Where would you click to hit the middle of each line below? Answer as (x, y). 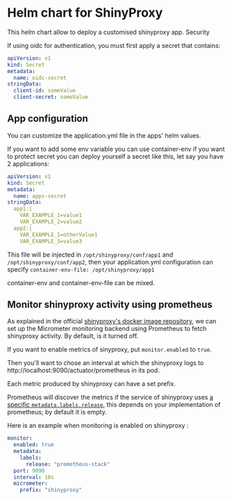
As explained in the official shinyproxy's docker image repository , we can (112, 321)
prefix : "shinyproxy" (51, 490)
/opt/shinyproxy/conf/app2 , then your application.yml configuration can (110, 261)
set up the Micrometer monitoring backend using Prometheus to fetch (107, 329)
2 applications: (28, 163)
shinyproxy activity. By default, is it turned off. (73, 336)
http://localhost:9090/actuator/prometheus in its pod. (83, 371)
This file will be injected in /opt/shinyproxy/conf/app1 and (90, 255)
